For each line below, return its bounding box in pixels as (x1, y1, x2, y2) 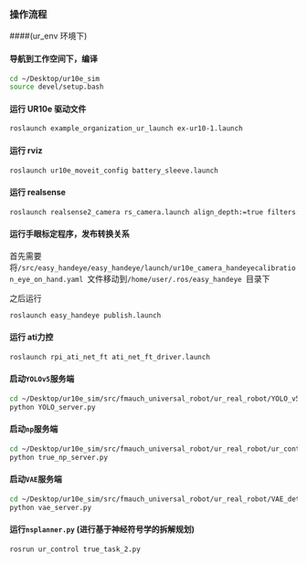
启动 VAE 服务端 (9, 474, 62, 485)
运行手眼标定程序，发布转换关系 (9, 228, 130, 239)
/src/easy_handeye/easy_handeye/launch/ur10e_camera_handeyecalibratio (17, 263, 296, 273)
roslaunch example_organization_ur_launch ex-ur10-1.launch (9, 124, 244, 133)
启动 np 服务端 (9, 423, 58, 434)
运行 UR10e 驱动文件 (9, 103, 87, 114)
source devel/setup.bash (9, 82, 104, 92)
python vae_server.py (9, 503, 92, 512)
